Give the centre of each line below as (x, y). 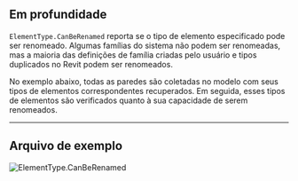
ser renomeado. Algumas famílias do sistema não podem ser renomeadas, (145, 45)
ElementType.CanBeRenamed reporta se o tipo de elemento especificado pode (147, 35)
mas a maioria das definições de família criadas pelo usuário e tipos (133, 55)
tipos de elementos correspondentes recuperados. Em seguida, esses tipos (147, 90)
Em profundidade (58, 15)
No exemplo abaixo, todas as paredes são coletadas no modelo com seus (144, 81)
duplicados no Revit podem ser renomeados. (91, 64)
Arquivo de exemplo (66, 146)
